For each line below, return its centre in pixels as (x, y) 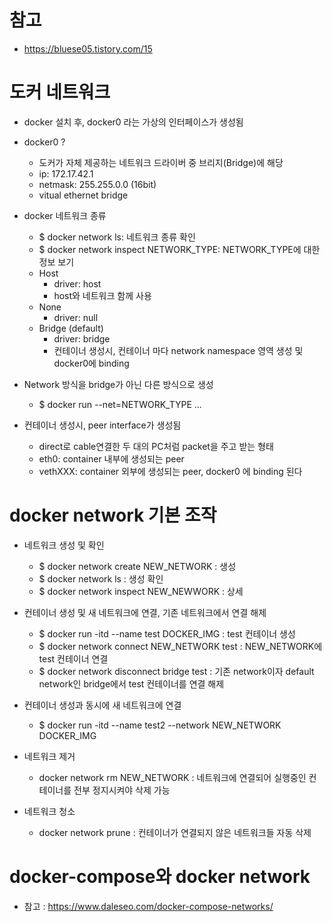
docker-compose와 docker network (160, 877)
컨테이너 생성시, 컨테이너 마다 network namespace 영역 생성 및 (178, 350)
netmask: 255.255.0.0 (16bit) (97, 184)
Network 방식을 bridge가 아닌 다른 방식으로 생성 (118, 384)
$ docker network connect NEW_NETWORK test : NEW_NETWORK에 (180, 646)
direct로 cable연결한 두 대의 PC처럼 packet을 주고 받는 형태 (156, 446)
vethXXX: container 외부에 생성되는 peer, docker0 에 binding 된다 (170, 471)
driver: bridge (82, 338)
